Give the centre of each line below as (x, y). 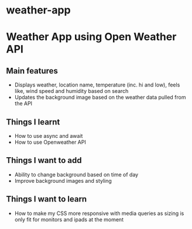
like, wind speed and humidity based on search (71, 91)
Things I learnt (33, 122)
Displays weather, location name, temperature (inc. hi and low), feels (97, 85)
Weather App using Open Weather (91, 37)
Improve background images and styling (63, 181)
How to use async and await (49, 136)
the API (23, 103)
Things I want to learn (47, 199)
